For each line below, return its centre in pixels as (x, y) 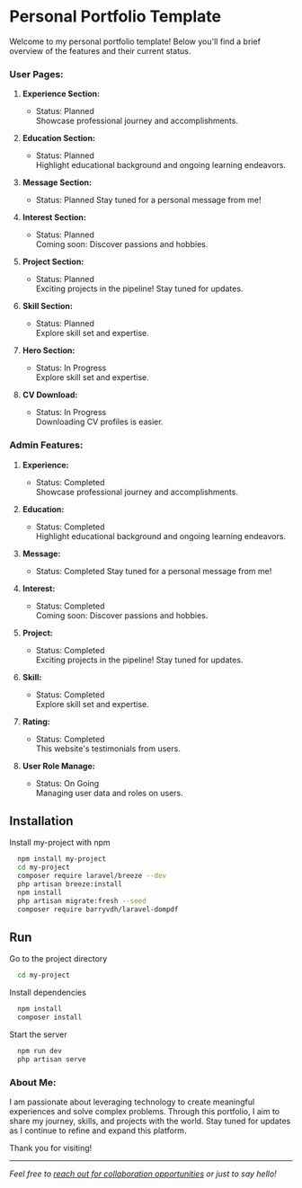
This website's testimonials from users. (108, 749)
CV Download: (50, 395)
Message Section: (57, 182)
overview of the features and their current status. (100, 50)
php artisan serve (52, 1059)
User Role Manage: (59, 766)
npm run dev (40, 1051)
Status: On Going (67, 783)
